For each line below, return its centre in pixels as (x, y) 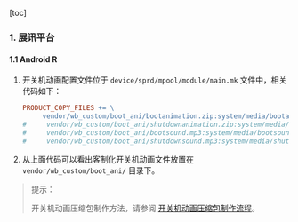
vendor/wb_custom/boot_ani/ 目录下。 (91, 170)
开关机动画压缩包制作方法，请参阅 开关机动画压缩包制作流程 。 (145, 208)
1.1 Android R (33, 59)
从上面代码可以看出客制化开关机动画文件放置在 (108, 159)
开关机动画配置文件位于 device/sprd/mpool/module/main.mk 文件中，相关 (154, 80)
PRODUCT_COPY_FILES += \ (68, 108)
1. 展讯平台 (32, 37)
